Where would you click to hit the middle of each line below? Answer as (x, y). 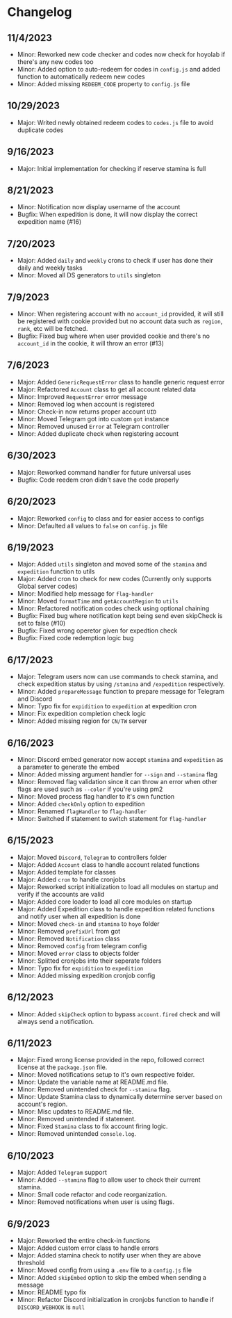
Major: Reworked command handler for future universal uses (104, 472)
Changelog (40, 12)
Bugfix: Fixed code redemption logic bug (75, 638)
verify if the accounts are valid (61, 894)
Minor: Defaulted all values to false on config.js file (92, 526)
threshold (31, 1263)
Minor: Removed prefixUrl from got (69, 931)
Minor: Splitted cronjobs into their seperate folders (89, 961)
